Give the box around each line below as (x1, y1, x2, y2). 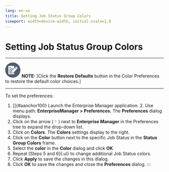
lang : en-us (5, 8, 30, 13)
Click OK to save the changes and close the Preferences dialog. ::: (12, 161, 151, 167)
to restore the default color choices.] (5, 78, 81, 84)
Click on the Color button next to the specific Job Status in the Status (12, 135, 157, 141)
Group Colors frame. (12, 140, 56, 146)
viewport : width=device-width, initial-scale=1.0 (5, 19, 112, 24)
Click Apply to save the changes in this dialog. (12, 156, 109, 162)
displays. (12, 113, 32, 119)
